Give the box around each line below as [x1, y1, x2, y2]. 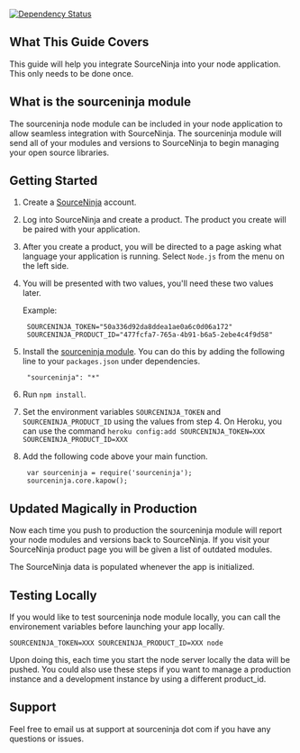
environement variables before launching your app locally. [9, 621, 225, 632]
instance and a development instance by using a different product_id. [9, 674, 267, 684]
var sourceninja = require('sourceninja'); [26, 469, 193, 478]
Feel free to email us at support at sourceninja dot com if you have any [9, 723, 271, 734]
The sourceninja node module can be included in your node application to [9, 118, 284, 129]
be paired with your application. [22, 224, 141, 234]
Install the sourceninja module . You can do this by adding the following [22, 346, 286, 357]
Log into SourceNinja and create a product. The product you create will [22, 215, 286, 225]
